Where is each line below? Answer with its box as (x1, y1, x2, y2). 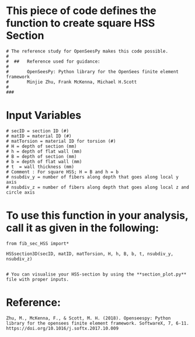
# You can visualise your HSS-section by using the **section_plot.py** (6, 271, 187, 277)
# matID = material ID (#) (6, 133, 72, 139)
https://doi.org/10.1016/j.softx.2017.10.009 (6, 325, 119, 331)
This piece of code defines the (6, 4, 156, 18)
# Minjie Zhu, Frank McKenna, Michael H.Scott (6, 79, 137, 85)
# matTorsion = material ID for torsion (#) (6, 138, 116, 144)
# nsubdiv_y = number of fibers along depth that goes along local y (6, 174, 179, 180)
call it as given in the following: (6, 221, 159, 235)
